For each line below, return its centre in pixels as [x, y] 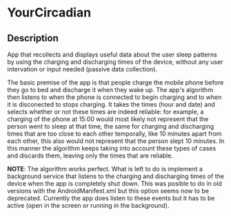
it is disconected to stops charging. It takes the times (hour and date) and [111, 104]
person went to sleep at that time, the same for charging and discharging [111, 126]
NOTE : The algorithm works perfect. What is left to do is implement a [105, 169]
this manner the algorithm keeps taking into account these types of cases [112, 148]
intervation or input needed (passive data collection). [82, 69]
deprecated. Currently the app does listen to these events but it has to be [111, 198]
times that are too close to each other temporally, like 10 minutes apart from [114, 133]
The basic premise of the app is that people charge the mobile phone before [115, 83]
